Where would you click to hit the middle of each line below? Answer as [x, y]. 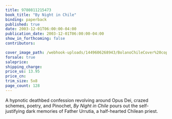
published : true [23, 24]
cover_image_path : [25, 52]
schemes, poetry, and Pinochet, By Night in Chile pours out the [72, 106]
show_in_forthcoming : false [35, 39]
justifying [15, 111]
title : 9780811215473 [28, 10]
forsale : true [20, 57]
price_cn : [16, 76]
